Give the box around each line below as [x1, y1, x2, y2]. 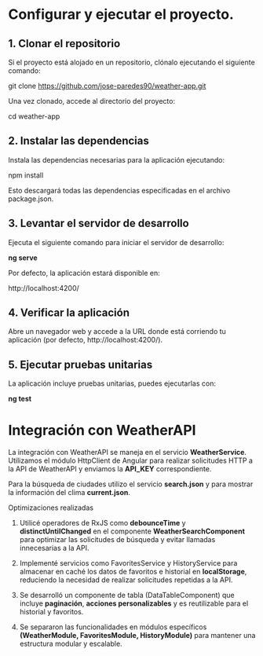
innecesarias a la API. [19, 544, 89, 553]
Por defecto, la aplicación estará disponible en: [8, 268, 160, 277]
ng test [8, 394, 32, 404]
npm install [8, 170, 44, 180]
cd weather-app [8, 112, 60, 121]
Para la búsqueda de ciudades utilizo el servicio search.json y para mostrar [8, 479, 254, 489]
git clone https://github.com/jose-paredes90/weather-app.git [8, 81, 206, 90]
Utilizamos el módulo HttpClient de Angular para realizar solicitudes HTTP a [8, 456, 254, 465]
